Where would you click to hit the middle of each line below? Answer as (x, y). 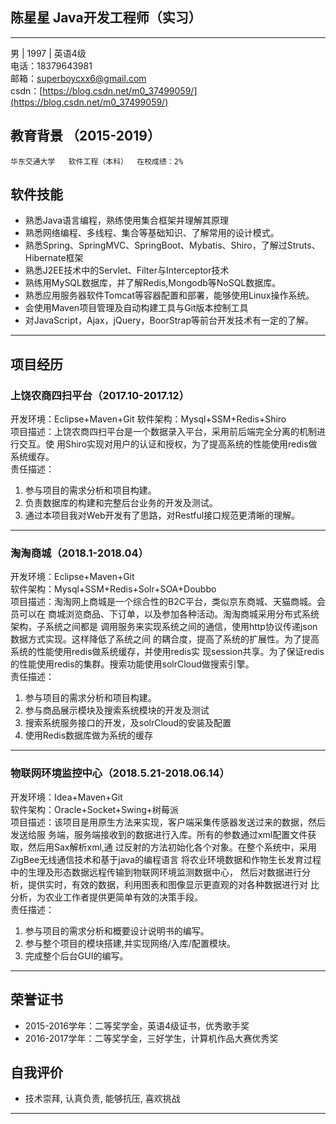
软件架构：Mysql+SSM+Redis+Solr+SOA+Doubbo (113, 589)
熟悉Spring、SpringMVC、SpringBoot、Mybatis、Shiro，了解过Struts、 (172, 245)
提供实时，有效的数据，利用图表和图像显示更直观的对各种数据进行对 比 (173, 884)
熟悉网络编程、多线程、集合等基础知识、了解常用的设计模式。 (152, 233)
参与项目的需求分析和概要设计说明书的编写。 (117, 930)
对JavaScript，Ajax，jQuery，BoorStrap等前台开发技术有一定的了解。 (169, 320)
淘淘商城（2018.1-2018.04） (79, 553)
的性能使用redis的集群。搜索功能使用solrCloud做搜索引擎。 (132, 664)
